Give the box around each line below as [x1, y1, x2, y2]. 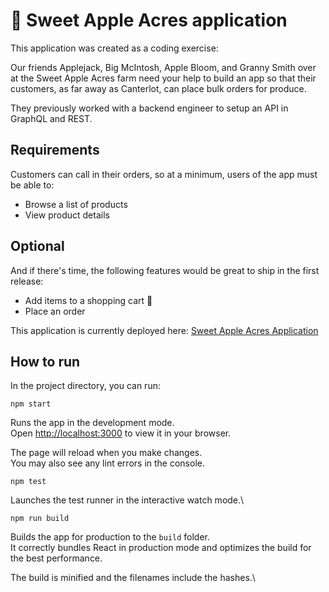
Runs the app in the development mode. [10, 417, 175, 429]
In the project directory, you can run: [10, 380, 161, 392]
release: [10, 275, 44, 287]
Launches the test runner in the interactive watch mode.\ [10, 494, 245, 506]
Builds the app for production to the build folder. [10, 531, 211, 543]
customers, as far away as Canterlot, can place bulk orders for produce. [10, 82, 307, 94]
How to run [10, 353, 81, 370]
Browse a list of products [24, 198, 128, 210]
